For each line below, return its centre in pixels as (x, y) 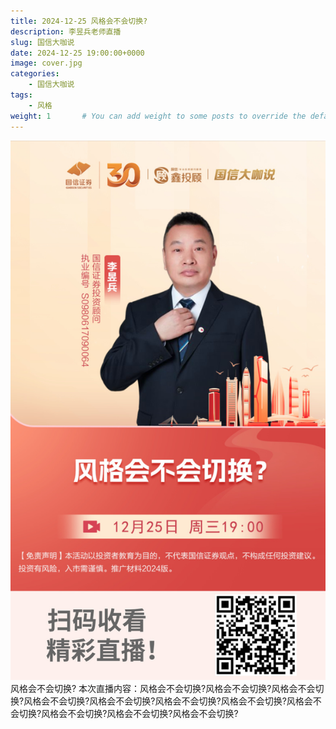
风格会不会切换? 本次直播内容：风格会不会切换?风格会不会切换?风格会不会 (163, 688)
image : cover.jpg (46, 63)
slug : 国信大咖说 (42, 42)
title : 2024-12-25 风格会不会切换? (79, 21)
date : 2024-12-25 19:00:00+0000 (77, 53)
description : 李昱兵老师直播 (66, 31)
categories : (35, 74)
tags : (21, 95)
